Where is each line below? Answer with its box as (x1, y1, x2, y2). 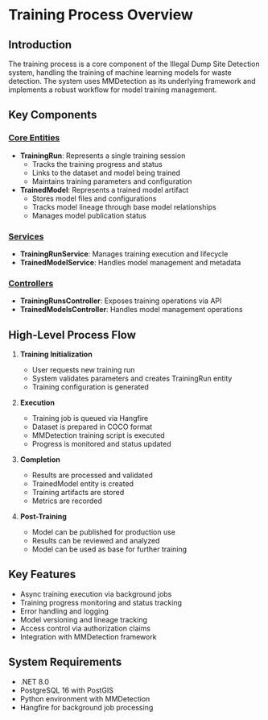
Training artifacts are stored (31, 488, 125, 497)
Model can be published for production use (31, 527, 175, 537)
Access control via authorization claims (19, 623, 151, 633)
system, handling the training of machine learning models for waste (8, 68, 232, 77)
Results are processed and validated (31, 470, 153, 481)
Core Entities (8, 132, 60, 144)
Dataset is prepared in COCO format (31, 422, 153, 432)
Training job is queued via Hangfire (31, 414, 149, 423)
